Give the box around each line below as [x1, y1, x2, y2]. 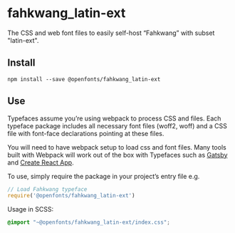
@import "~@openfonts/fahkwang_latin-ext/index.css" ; [7, 219, 171, 226]
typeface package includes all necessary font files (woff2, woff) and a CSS [7, 121, 228, 130]
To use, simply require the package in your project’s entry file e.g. [7, 172, 200, 180]
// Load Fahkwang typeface [7, 185, 88, 193]
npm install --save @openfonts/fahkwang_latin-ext [7, 76, 161, 83]
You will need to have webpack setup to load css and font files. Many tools [7, 143, 226, 151]
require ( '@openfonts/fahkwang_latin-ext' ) [7, 192, 135, 200]
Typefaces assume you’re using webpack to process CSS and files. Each [7, 114, 221, 123]
